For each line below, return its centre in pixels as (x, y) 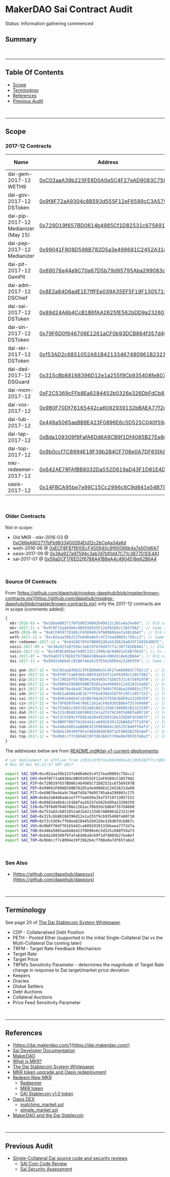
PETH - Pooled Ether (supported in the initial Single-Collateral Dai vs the (88, 938)
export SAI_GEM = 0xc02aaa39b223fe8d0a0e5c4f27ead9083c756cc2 (70, 774)
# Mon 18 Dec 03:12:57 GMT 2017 (39, 765)
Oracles (21, 981)
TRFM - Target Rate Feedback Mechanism (57, 948)
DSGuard (18, 382)
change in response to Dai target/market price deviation (71, 970)
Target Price (25, 959)
